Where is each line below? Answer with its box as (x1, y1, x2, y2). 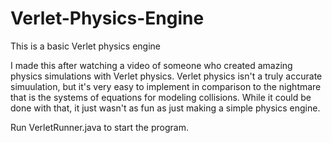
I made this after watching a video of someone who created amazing (10, 59, 293, 71)
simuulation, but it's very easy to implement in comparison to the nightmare (10, 80, 322, 92)
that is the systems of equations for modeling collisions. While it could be (10, 91, 312, 103)
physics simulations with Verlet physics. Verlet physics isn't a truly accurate (10, 70, 323, 82)
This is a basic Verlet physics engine (10, 40, 161, 52)
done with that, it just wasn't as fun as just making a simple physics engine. (10, 102, 321, 114)
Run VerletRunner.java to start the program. (10, 121, 189, 133)
